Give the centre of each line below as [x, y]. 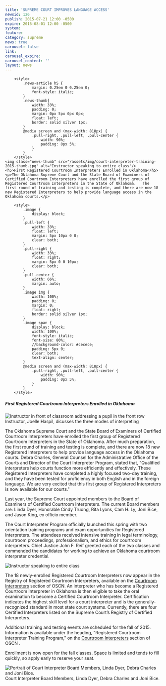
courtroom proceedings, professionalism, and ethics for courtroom [73, 540]
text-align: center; [53, 358]
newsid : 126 [17, 14]
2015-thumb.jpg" [22, 166]
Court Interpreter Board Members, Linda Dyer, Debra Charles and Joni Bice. [83, 679]
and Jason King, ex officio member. [41, 515]
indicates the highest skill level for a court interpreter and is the [70, 602]
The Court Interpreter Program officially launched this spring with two [76, 524]
